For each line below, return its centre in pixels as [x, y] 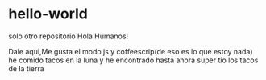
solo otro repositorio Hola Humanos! [69, 36]
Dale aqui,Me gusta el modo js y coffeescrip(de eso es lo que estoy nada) [131, 51]
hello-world [48, 14]
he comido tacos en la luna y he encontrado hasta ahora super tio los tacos [133, 60]
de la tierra [26, 68]
